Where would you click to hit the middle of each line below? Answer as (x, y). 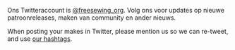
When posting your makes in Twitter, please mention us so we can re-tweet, (118, 31)
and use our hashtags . (40, 39)
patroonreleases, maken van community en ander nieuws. (92, 18)
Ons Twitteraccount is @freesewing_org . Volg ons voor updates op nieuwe (116, 10)
